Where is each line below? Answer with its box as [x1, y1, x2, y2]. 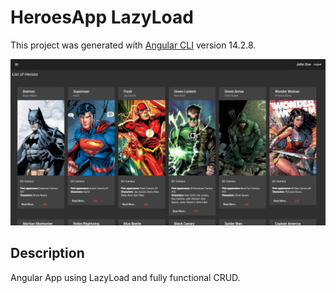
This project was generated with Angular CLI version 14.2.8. [10, 39, 257, 51]
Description [10, 245, 85, 262]
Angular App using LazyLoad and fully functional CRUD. [10, 271, 241, 283]
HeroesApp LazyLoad [10, 6, 194, 29]
